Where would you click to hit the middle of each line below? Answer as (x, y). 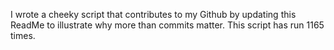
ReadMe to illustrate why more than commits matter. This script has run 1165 (167, 25)
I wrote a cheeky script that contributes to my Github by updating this (153, 14)
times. (23, 35)
